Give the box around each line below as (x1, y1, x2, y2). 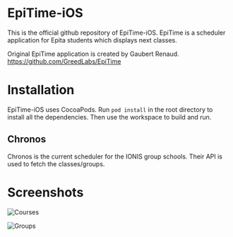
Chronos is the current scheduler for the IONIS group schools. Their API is (7, 152, 222, 161)
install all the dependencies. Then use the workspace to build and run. (7, 112, 212, 121)
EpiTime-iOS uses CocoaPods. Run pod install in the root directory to (7, 105, 213, 114)
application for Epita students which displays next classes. (7, 35, 178, 44)
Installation (7, 82, 75, 98)
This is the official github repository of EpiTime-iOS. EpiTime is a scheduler (7, 28, 226, 37)
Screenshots (7, 184, 84, 200)
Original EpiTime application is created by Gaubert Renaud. (7, 50, 179, 58)
